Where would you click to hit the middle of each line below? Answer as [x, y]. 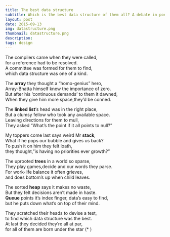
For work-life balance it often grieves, [44, 172]
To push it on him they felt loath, [39, 146]
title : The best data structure [39, 10]
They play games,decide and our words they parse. [59, 166]
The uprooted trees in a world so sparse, [48, 161]
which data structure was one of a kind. [47, 73]
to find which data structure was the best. [49, 218]
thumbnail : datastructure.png [37, 33]
